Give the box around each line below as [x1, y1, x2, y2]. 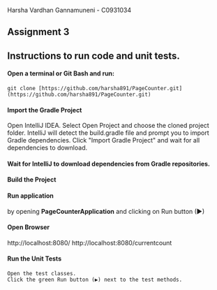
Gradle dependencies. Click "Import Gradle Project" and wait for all [7, 136, 200, 145]
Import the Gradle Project [7, 106, 82, 114]
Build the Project [7, 175, 57, 184]
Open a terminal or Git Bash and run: [7, 69, 115, 78]
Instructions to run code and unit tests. [7, 50, 180, 61]
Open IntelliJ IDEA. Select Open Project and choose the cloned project [7, 122, 209, 130]
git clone [7, 85, 36, 92]
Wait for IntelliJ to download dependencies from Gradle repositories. [7, 159, 211, 168]
